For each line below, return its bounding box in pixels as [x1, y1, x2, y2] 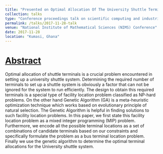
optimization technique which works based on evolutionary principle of [5, 102, 147, 108]
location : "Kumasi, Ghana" [5, 34, 60, 39]
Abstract [5, 55, 41, 66]
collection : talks [5, 12, 42, 17]
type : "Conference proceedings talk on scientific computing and [5, 16, 140, 21]
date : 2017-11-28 [5, 30, 40, 34]
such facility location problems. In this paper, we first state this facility [5, 112, 145, 118]
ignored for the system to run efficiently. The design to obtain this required [5, 86, 154, 92]
